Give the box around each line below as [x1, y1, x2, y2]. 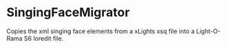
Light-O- [196, 27, 221, 35]
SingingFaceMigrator [6, 5, 130, 20]
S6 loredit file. [23, 34, 64, 42]
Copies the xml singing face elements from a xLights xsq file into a [6, 27, 195, 35]
